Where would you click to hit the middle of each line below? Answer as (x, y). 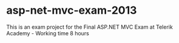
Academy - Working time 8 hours (48, 33)
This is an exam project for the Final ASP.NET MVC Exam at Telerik (89, 27)
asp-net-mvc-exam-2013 (72, 10)
